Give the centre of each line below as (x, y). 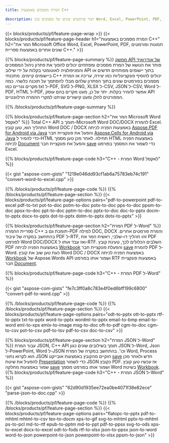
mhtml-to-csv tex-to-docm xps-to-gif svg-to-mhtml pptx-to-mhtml (89, 419)
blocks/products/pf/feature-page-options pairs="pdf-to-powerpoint (76, 200)
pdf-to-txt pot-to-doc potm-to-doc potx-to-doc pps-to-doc (79, 205)
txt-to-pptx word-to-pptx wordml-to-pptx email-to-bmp (80, 320)
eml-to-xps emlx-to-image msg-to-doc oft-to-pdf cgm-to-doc (81, 325)
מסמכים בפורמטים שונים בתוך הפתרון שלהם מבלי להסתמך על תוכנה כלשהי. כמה (82, 81)
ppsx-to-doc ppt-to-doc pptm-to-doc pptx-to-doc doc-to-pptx (80, 210)
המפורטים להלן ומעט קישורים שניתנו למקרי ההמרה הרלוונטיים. (64, 97)
